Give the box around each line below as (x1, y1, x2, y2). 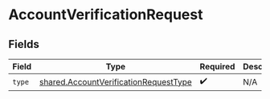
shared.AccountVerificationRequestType (39, 76, 193, 87)
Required (199, 61, 235, 72)
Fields (8, 38, 40, 51)
